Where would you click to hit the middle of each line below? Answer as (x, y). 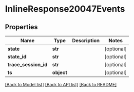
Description (86, 41)
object (59, 73)
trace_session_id (28, 64)
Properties (21, 27)
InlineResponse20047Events (65, 9)
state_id (17, 57)
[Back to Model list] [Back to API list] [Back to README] (61, 84)
